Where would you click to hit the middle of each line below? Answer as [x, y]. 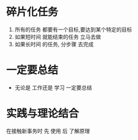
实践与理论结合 [43, 114]
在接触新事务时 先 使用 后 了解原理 [48, 131]
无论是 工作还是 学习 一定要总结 [53, 87]
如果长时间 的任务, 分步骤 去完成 [54, 44]
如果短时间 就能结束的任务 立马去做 [58, 36]
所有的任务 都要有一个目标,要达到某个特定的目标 [73, 29]
